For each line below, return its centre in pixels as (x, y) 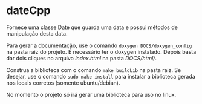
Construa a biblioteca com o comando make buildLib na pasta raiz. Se (94, 70)
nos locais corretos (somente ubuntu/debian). (63, 83)
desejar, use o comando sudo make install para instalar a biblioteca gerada (101, 76)
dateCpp (28, 11)
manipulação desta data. (37, 33)
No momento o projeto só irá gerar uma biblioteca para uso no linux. (91, 94)
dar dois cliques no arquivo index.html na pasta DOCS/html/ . (82, 58)
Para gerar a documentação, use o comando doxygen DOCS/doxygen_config (99, 45)
